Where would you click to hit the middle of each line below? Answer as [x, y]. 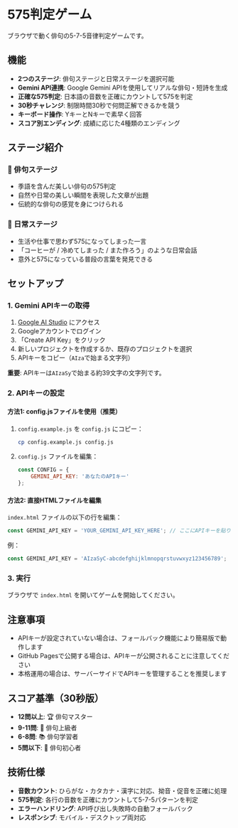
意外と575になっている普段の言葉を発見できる [85, 259]
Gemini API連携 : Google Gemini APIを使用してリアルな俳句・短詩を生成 [123, 87]
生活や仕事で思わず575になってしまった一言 [82, 241]
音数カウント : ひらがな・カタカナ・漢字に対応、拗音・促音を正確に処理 [122, 790]
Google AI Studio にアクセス [59, 322]
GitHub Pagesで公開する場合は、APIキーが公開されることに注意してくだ [123, 656]
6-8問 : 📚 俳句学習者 [48, 736]
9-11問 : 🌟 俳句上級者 [47, 727]
